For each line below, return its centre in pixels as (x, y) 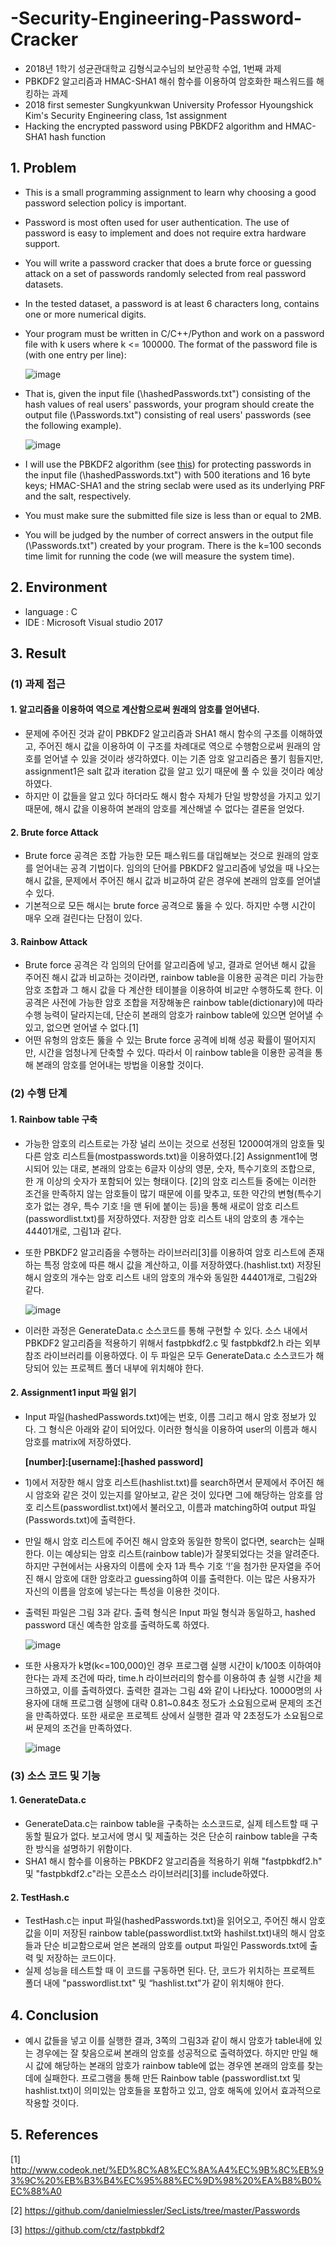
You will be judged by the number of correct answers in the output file (169, 534)
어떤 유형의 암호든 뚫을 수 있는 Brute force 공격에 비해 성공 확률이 (153, 1040)
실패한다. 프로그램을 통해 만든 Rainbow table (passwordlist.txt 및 (172, 2078)
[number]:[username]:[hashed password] (114, 1461)
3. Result (38, 653)
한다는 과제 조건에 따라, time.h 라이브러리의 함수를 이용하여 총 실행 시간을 (168, 1678)
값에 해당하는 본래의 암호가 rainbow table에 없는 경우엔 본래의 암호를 (170, 2065)
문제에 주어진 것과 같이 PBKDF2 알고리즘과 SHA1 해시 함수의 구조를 (156, 734)
